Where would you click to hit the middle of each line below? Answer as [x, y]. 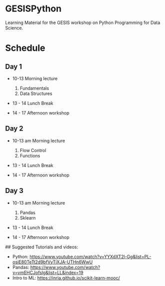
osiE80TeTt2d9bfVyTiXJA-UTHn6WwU [53, 262]
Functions [30, 155]
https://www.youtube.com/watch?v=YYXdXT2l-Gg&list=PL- [90, 256]
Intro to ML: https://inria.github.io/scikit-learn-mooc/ [66, 277]
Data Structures [36, 93]
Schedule [25, 48]
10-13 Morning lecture [35, 78]
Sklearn [28, 217]
